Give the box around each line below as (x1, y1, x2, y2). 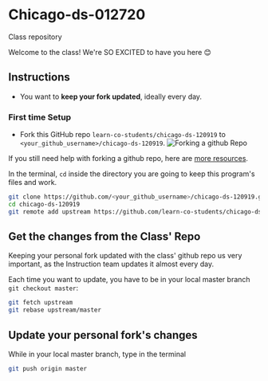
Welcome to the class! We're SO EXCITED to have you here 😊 (8, 47, 211, 57)
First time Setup (8, 112, 72, 123)
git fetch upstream (8, 299, 73, 307)
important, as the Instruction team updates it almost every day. (8, 259, 214, 269)
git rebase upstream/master (8, 306, 102, 314)
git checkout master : (8, 283, 79, 293)
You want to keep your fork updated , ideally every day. (19, 92, 202, 101)
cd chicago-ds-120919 (8, 200, 81, 208)
